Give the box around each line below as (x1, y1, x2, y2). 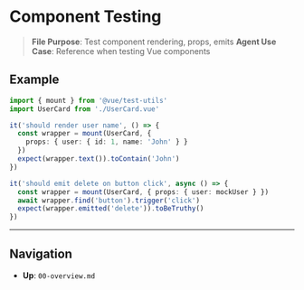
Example (9, 72, 60, 88)
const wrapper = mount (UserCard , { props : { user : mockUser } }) (17, 187, 270, 196)
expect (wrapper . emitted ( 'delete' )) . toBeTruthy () (17, 204, 204, 213)
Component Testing (9, 6, 162, 27)
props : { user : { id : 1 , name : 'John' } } (25, 137, 188, 146)
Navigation (9, 246, 72, 261)
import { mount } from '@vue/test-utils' (9, 96, 168, 105)
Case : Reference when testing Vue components (31, 45, 211, 56)
